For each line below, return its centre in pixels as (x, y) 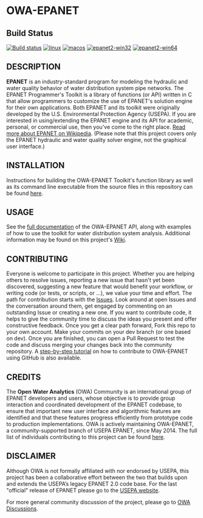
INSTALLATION (36, 165)
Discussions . (22, 508)
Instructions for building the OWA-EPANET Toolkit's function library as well (100, 180)
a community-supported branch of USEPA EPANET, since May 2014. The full (102, 431)
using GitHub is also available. (44, 358)
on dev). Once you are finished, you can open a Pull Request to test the (95, 338)
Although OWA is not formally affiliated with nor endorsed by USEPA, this (98, 470)
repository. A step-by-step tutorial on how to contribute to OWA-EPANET (97, 352)
